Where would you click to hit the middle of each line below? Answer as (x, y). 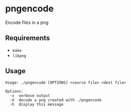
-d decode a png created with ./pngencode (55, 100)
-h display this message (37, 104)
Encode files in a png (27, 22)
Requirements (27, 38)
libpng (19, 56)
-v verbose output (30, 96)
